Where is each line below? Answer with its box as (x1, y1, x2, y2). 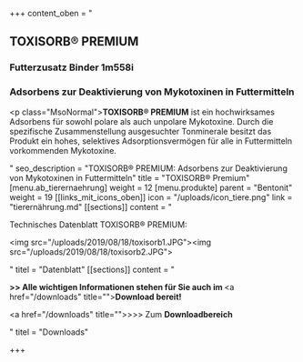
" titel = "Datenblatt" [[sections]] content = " (9, 264, 176, 275)
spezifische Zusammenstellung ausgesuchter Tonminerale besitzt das (9, 126, 272, 136)
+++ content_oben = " (9, 8, 93, 18)
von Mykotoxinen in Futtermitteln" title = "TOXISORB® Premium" (9, 172, 250, 183)
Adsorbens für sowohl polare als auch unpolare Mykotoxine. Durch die (9, 116, 274, 126)
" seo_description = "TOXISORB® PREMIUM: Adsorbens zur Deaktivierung (9, 163, 288, 174)
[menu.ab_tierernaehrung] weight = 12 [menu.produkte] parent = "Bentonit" (9, 182, 293, 193)
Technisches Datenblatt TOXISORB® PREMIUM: (9, 218, 188, 230)
